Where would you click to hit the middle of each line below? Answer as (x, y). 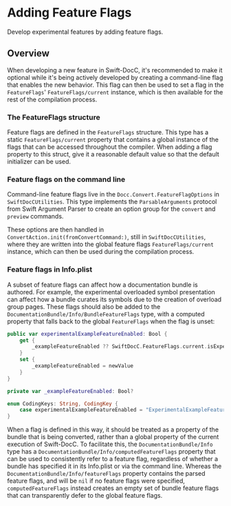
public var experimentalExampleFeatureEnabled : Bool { (87, 334)
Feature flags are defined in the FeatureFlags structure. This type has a (108, 132)
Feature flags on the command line (66, 179)
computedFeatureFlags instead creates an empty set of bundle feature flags (113, 488)
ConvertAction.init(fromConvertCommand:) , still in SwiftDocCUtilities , (107, 237)
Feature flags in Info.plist (50, 270)
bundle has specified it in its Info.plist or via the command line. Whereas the (114, 466)
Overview (29, 53)
